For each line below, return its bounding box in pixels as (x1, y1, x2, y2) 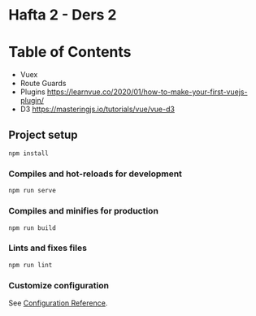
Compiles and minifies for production (8, 206, 158, 217)
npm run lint (8, 261, 53, 269)
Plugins (20, 87, 46, 97)
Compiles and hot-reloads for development (8, 168, 183, 180)
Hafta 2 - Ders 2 (8, 6, 117, 24)
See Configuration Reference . (8, 298, 108, 308)
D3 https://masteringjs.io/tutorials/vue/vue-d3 (20, 104, 175, 115)
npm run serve (8, 187, 57, 195)
